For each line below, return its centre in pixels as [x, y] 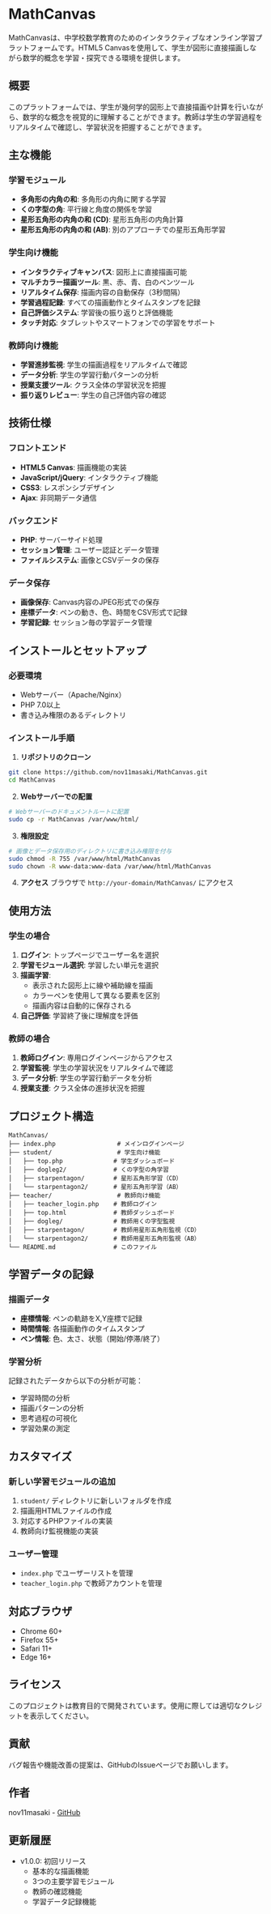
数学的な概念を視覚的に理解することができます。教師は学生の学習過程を [142, 117]
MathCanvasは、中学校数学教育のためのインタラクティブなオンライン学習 [132, 37]
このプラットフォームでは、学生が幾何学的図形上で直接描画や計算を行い [129, 107]
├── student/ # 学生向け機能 [85, 1153]
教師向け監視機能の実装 [59, 1531]
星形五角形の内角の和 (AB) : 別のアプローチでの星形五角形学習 [123, 230]
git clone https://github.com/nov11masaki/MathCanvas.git [108, 773]
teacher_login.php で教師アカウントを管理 [91, 1584]
